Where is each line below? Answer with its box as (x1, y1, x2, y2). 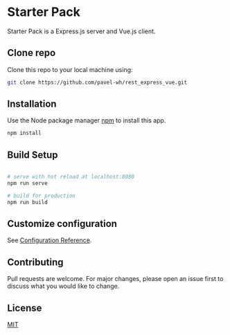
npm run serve (7, 180, 48, 187)
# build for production (7, 192, 76, 199)
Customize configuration (7, 218, 118, 230)
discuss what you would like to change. (7, 282, 120, 291)
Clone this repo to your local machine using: (7, 65, 133, 73)
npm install (7, 129, 42, 137)
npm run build (7, 199, 48, 206)
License (7, 302, 42, 314)
